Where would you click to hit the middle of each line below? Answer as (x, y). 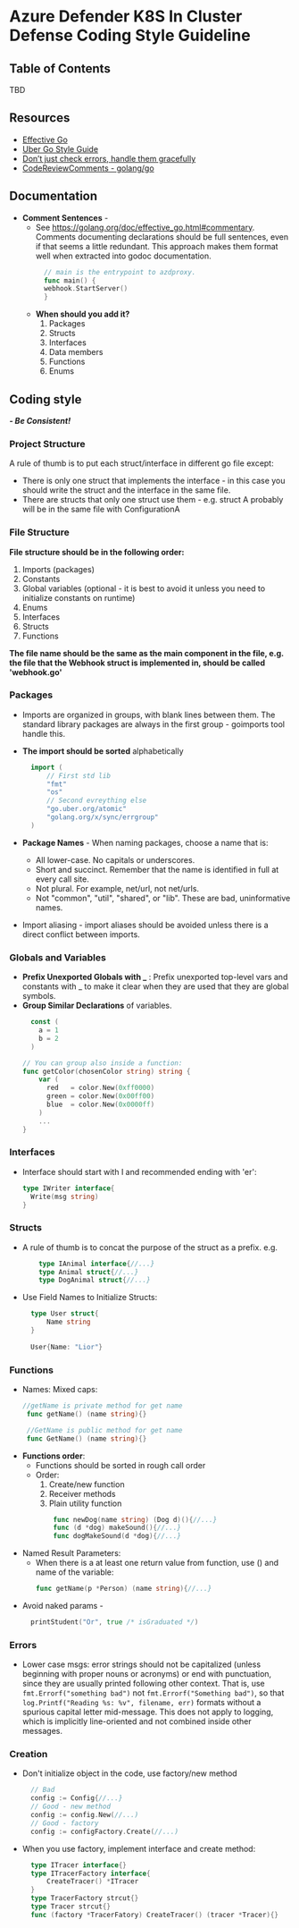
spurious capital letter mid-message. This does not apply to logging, (148, 1712)
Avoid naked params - (63, 1606)
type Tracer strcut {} (71, 1907)
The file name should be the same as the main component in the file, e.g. (146, 653)
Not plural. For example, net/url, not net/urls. (117, 888)
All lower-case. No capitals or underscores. (115, 859)
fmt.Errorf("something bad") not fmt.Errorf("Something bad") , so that (153, 1693)
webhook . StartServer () (86, 289)
